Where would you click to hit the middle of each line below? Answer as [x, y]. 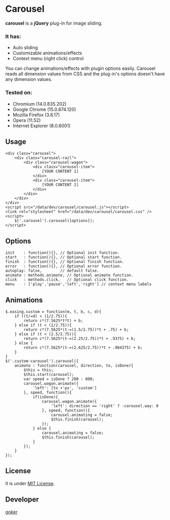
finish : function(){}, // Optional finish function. [65, 262]
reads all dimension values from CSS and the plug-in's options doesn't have [85, 74]
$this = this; [39, 370]
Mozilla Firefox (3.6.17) [36, 115]
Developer [22, 500]
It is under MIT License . [30, 483]
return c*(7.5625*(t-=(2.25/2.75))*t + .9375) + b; [80, 338]
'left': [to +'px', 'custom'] [65, 388]
